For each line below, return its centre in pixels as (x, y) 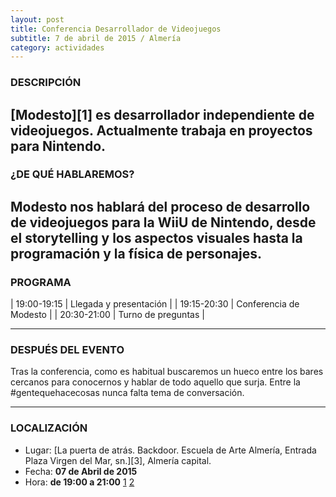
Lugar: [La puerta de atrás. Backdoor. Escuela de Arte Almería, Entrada (170, 450)
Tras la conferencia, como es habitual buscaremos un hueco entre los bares (167, 372)
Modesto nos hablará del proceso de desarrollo (160, 206)
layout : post (37, 19)
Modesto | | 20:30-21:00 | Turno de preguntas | (107, 315)
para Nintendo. (58, 146)
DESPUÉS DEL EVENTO (67, 350)
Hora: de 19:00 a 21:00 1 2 (79, 482)
